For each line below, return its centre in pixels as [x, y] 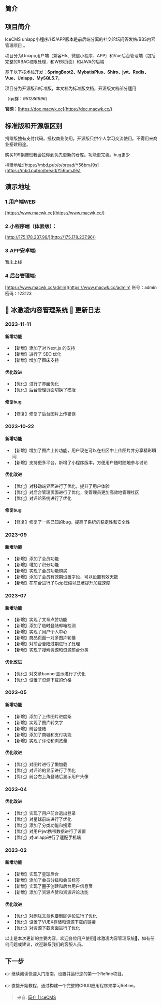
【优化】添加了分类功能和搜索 [42, 825]
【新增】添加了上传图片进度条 [42, 716]
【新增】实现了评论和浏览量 [40, 740]
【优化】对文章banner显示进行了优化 [49, 673]
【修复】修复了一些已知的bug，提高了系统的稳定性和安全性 [71, 522]
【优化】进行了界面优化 [35, 384]
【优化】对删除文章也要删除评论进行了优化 [54, 916]
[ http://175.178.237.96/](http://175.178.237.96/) [51, 237]
